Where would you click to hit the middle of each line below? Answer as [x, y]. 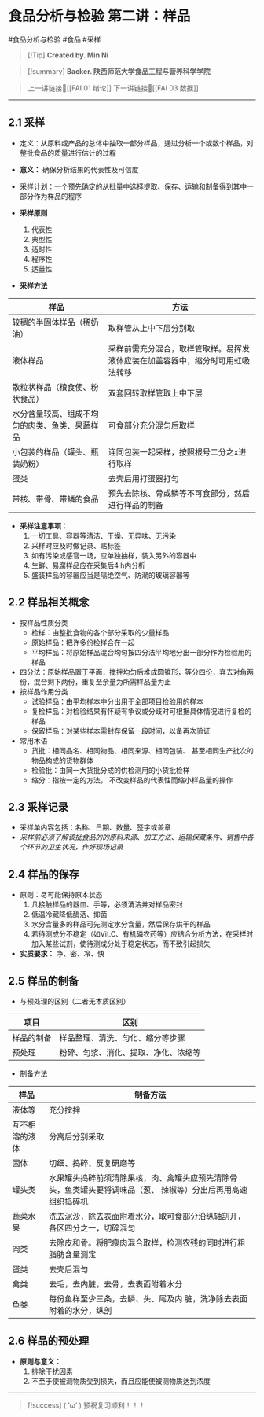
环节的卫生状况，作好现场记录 [75, 847]
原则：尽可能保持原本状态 [61, 895]
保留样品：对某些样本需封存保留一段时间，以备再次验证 [121, 731]
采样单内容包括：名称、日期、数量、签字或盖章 [95, 827]
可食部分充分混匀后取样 [151, 425]
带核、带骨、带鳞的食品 [56, 499]
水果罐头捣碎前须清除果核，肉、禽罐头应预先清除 [139, 1178]
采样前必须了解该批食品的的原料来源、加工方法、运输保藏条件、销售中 [133, 837]
